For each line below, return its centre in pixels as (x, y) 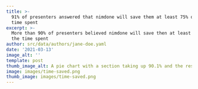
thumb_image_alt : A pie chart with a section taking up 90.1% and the (95, 66)
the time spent (30, 39)
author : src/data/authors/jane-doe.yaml (57, 44)
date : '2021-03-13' (30, 50)
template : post (25, 60)
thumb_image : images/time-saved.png (51, 77)
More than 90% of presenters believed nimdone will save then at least (101, 33)
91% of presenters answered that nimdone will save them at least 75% (100, 17)
